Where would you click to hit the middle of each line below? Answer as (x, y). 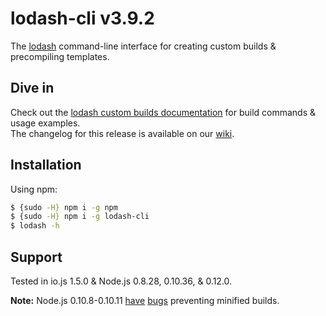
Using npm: (34, 189)
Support (36, 257)
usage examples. (45, 123)
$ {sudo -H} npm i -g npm (64, 207)
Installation (46, 165)
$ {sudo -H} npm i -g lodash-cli (80, 217)
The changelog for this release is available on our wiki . (122, 133)
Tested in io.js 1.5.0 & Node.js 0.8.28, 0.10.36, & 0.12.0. (121, 281)
